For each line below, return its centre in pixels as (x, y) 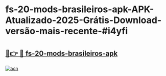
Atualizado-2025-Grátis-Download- (84, 20)
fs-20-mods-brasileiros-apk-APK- (80, 9)
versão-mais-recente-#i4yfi (67, 31)
